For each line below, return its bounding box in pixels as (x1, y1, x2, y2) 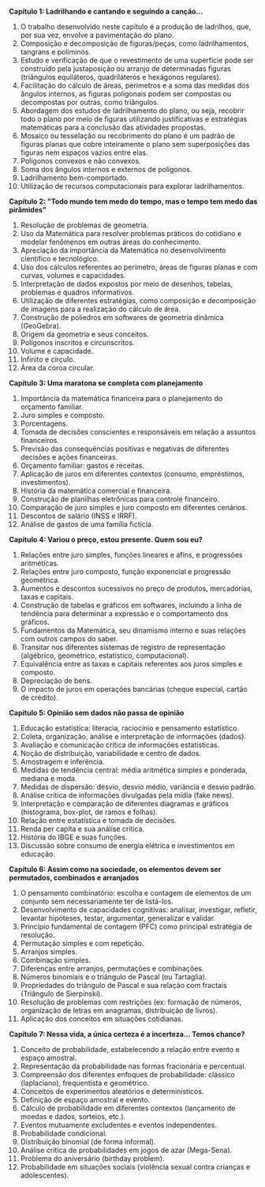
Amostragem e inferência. (20, 757, 105, 766)
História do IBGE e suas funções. (20, 832, 128, 842)
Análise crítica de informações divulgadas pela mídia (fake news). (20, 791, 235, 800)
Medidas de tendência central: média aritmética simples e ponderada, (20, 765, 248, 775)
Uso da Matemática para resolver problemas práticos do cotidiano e (20, 229, 242, 238)
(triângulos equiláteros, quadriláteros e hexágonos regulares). (20, 73, 222, 81)
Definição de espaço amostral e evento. (20, 1095, 151, 1104)
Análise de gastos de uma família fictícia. (20, 520, 154, 528)
